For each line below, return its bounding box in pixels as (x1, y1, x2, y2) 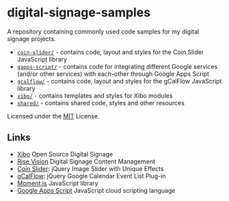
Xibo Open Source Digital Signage (16, 150, 113, 158)
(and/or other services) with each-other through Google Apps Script (16, 70, 210, 78)
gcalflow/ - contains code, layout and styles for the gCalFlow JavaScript (16, 77, 222, 85)
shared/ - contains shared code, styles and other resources (16, 98, 185, 107)
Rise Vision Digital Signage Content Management (16, 157, 156, 165)
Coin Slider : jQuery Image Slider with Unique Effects (16, 164, 164, 172)
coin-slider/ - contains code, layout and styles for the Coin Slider (16, 48, 204, 56)
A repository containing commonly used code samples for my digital (7, 27, 200, 36)
